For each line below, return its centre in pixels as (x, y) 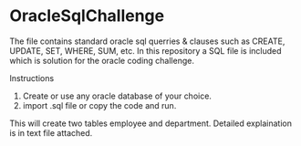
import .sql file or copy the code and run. (99, 105)
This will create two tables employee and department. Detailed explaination (150, 123)
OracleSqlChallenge (87, 16)
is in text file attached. (51, 132)
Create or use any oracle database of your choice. (117, 96)
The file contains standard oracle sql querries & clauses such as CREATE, (147, 41)
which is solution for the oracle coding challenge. (102, 60)
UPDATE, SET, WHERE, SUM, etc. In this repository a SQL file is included (145, 50)
